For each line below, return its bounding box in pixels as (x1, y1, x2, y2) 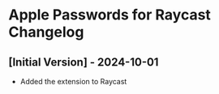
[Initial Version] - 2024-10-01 (8, 55, 159, 69)
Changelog (8, 23, 84, 41)
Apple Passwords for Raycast (8, 6, 211, 24)
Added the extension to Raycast (19, 77, 127, 86)
